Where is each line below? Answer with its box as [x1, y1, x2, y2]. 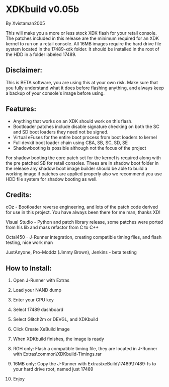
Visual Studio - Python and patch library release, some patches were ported [6, 219, 163, 225]
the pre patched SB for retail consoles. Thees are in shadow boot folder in [6, 160, 159, 166]
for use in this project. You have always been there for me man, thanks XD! [6, 209, 160, 215]
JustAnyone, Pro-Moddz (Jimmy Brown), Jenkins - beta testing [6, 249, 137, 255]
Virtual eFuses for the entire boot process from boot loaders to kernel [13, 134, 157, 140]
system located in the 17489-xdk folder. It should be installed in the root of [6, 46, 160, 52]
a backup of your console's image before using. [6, 90, 105, 96]
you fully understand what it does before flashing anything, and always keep [6, 85, 164, 91]
